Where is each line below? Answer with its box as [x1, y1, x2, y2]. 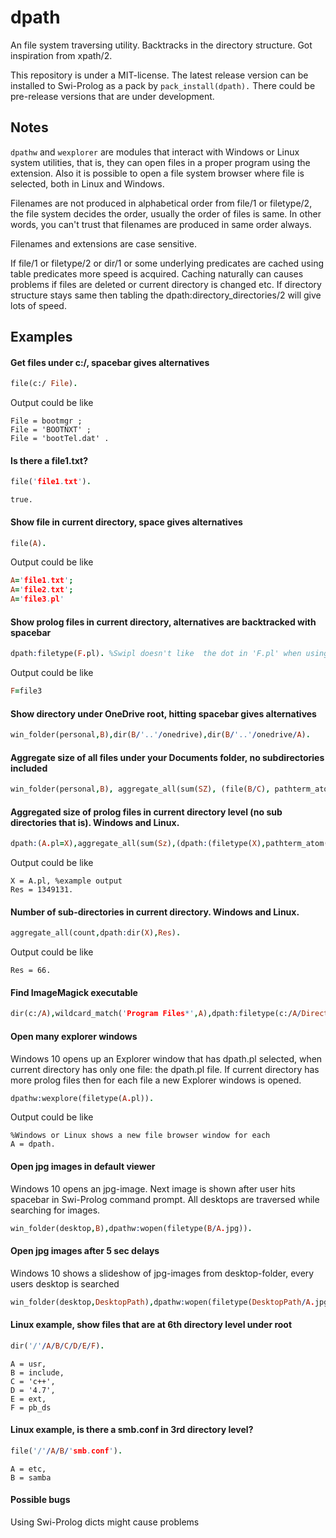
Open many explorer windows [10, 1030, 138, 1042]
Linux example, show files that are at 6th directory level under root [10, 1319, 293, 1331]
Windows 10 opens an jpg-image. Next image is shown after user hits [10, 1182, 296, 1195]
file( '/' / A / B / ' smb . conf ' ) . [10, 1446, 123, 1456]
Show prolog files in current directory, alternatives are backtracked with [10, 616, 317, 628]
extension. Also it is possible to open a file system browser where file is [10, 167, 305, 179]
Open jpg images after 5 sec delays [10, 1245, 160, 1257]
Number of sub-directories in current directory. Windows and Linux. [10, 906, 300, 918]
